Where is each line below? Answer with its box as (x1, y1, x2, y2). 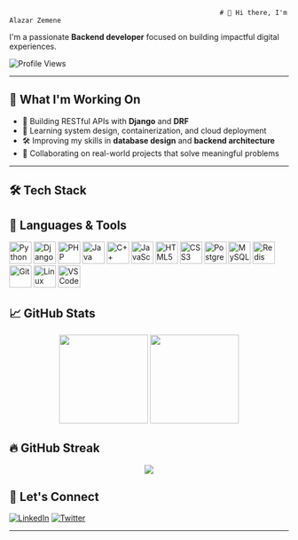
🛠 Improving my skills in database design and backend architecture (21, 135, 275, 145)
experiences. (9, 41, 58, 51)
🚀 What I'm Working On (9, 92, 141, 107)
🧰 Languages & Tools (9, 217, 127, 232)
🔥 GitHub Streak (9, 441, 100, 456)
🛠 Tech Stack (9, 183, 87, 199)
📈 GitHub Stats (9, 306, 96, 321)
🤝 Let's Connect (9, 489, 99, 505)
